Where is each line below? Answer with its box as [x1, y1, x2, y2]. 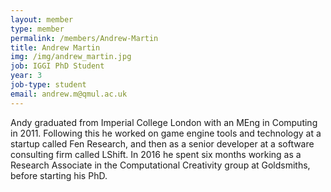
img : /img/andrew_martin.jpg [10, 52, 132, 62]
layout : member [10, 14, 74, 25]
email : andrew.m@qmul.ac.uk [10, 89, 128, 99]
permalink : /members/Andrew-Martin [10, 33, 159, 43]
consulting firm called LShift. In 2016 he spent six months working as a [10, 148, 302, 160]
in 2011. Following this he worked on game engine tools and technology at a [10, 127, 322, 139]
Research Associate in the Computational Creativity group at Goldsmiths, [10, 159, 311, 171]
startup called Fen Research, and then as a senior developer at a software [10, 137, 315, 150]
